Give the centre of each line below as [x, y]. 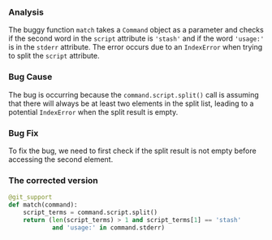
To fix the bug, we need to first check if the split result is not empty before [133, 151]
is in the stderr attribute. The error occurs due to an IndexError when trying [136, 47]
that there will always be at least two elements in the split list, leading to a [131, 103]
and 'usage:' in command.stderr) [108, 227]
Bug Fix [24, 133]
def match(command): [43, 205]
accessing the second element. [61, 159]
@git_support [30, 198]
